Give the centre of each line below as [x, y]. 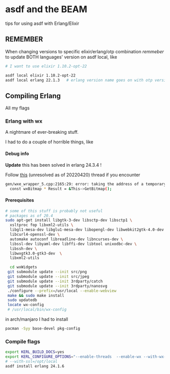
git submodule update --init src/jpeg [48, 277]
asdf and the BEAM [46, 9]
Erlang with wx [24, 121]
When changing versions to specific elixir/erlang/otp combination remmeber [85, 51]
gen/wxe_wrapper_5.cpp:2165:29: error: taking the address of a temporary [86, 184]
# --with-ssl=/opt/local [31, 361]
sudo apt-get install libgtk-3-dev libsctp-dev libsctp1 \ [69, 220]
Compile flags [23, 342]
